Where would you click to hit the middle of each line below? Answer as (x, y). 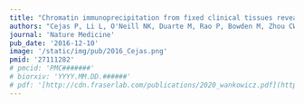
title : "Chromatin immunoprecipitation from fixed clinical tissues (141, 18)
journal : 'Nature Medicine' (62, 34)
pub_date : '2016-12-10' (54, 43)
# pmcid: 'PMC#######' (52, 69)
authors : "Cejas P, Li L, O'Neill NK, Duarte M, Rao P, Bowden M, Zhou (147, 26)
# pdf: (22, 85)
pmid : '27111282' (42, 60)
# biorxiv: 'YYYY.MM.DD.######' (70, 77)
